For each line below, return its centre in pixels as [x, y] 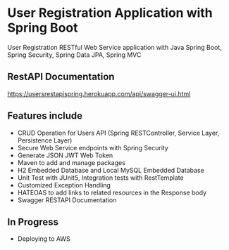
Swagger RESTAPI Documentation [67, 200]
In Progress [33, 222]
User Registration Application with [110, 13]
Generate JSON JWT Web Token [65, 155]
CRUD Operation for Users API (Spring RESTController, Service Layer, [118, 133]
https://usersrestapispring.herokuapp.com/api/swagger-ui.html [99, 93]
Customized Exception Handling [64, 185]
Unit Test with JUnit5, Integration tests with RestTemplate [101, 178]
